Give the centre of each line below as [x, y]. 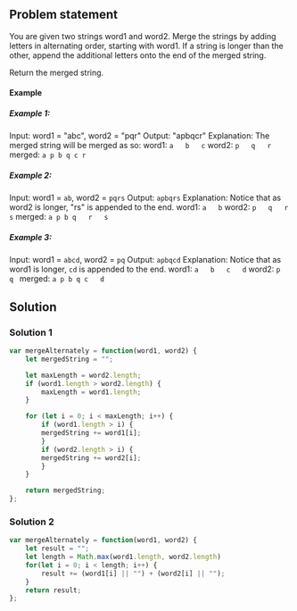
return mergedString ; [65, 490]
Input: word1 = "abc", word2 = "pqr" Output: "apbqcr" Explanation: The [140, 136]
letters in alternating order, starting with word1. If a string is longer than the [146, 46]
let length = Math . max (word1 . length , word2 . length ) [123, 557]
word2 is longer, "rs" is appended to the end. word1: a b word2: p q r [149, 207]
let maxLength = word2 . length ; [83, 375]
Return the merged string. [57, 72]
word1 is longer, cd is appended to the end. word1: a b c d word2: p [145, 269]
